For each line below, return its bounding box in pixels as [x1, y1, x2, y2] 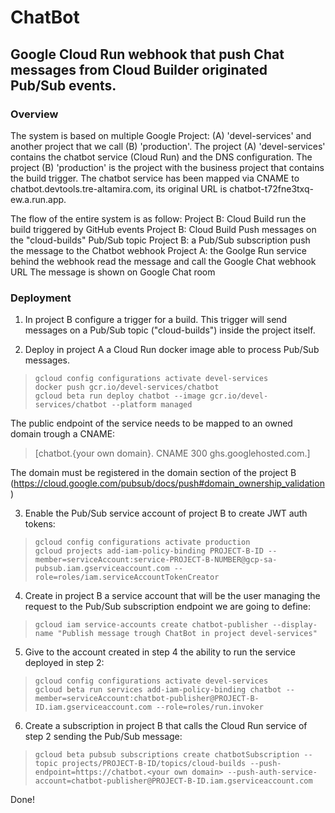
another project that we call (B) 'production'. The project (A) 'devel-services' [10, 140, 326, 152]
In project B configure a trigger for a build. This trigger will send [24, 314, 288, 326]
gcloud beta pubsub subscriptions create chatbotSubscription [34, 750, 300, 760]
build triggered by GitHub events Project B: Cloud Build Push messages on [10, 223, 317, 235]
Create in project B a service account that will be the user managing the [24, 590, 321, 602]
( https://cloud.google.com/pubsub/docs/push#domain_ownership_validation [10, 477, 325, 490]
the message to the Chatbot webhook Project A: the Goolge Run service [10, 244, 307, 256]
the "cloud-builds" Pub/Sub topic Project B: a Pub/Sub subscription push [10, 234, 311, 246]
